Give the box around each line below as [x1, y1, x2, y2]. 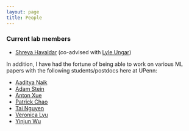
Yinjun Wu [15, 117, 41, 125]
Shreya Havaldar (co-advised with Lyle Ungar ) [15, 48, 132, 55]
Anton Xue [15, 91, 42, 99]
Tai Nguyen [15, 104, 45, 112]
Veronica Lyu [15, 111, 49, 118]
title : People [6, 15, 43, 21]
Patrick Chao [15, 98, 48, 105]
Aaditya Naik [15, 79, 48, 86]
